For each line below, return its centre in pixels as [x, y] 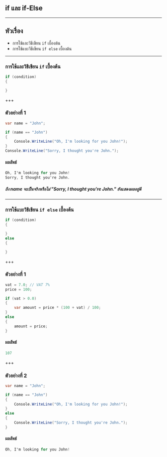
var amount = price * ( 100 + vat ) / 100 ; [58, 308]
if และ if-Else [24, 8]
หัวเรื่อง [14, 31]
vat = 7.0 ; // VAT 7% [28, 285]
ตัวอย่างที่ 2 [16, 375]
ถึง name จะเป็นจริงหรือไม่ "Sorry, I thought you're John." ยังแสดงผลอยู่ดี [73, 189]
